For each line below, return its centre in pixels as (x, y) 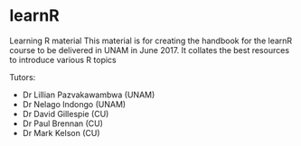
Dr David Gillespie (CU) (66, 114)
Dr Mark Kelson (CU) (61, 132)
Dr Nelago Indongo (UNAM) (74, 104)
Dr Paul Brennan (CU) (63, 123)
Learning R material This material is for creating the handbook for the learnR (151, 41)
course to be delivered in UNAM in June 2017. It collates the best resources (150, 50)
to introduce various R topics (63, 59)
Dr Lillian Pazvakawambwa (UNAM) (89, 95)
